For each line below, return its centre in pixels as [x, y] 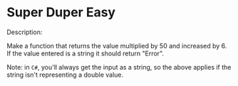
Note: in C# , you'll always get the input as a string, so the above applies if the [119, 67]
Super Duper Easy [61, 12]
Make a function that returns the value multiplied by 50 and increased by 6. [117, 45]
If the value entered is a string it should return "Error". [86, 53]
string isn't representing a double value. [65, 75]
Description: [25, 32]
